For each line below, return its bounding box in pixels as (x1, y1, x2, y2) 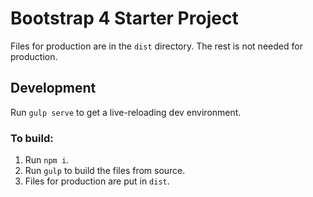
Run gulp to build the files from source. (24, 165, 186, 177)
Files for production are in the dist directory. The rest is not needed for (10, 40, 303, 52)
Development (10, 80, 97, 97)
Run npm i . (24, 154, 70, 166)
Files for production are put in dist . (24, 175, 170, 187)
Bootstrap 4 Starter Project (10, 7, 239, 30)
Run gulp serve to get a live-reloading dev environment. (10, 106, 242, 118)
